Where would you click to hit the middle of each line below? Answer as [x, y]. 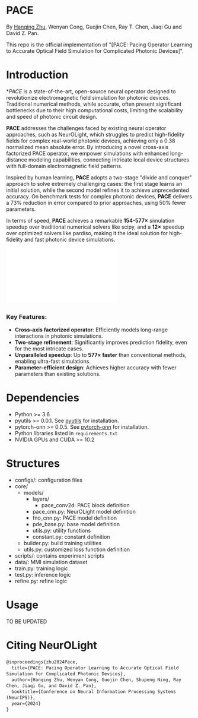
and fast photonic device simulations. [70, 239]
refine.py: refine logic [41, 581]
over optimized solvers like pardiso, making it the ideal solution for [87, 233]
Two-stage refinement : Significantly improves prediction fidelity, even [101, 343]
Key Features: [27, 317]
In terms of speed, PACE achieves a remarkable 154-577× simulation [90, 220]
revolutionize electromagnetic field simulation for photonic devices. [88, 97]
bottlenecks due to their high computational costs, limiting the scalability [95, 110]
